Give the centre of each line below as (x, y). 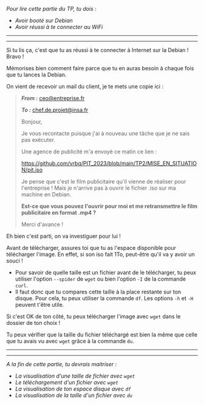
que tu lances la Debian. (36, 75)
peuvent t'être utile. (39, 305)
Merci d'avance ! (42, 224)
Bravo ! (15, 56)
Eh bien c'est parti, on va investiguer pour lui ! (64, 236)
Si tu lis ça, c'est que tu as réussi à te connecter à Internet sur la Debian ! (98, 50)
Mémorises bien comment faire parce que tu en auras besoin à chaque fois (100, 68)
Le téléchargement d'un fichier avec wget (66, 382)
